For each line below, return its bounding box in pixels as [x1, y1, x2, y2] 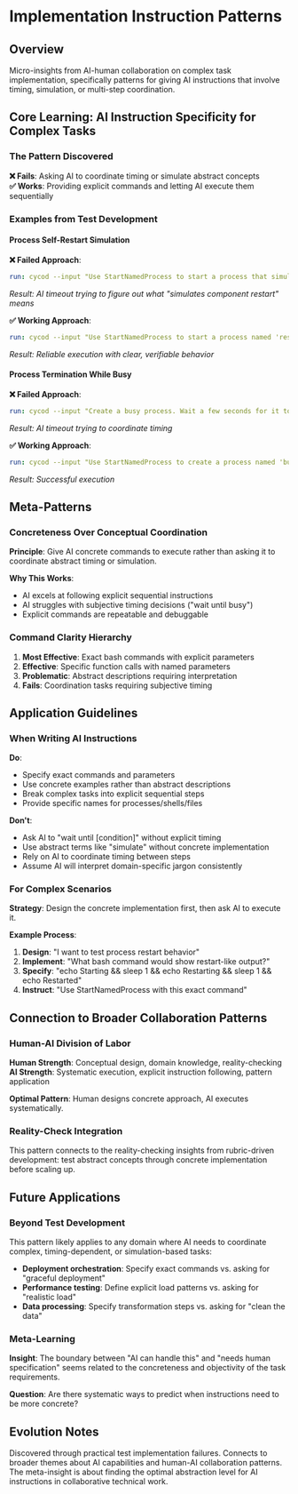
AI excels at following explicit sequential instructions [21, 590, 214, 601]
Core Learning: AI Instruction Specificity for [9, 109, 256, 125]
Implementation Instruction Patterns [9, 6, 282, 27]
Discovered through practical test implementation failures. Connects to [9, 1448, 268, 1458]
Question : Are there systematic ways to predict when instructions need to [9, 1389, 279, 1400]
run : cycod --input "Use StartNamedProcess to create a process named [9, 458, 276, 467]
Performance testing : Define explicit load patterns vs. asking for [21, 1282, 259, 1293]
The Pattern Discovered [9, 150, 114, 163]
